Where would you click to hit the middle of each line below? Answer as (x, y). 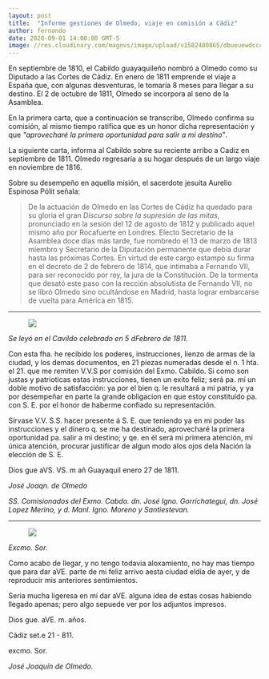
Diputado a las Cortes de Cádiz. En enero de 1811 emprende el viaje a (122, 77)
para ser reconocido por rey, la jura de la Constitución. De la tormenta (143, 275)
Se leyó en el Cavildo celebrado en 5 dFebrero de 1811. (98, 339)
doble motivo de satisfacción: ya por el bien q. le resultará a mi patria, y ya (131, 388)
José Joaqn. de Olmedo (48, 486)
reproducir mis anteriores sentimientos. (73, 581)
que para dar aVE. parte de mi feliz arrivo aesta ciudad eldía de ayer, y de (129, 572)
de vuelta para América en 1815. (80, 300)
